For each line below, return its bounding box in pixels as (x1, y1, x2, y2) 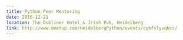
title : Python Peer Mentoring (6, 8, 81, 15)
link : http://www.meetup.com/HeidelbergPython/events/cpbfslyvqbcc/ (6, 25, 178, 31)
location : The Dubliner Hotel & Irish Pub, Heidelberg (6, 19, 144, 25)
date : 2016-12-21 (6, 14, 49, 20)
